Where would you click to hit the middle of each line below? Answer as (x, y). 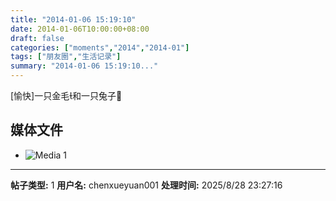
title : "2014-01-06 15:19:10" (73, 19)
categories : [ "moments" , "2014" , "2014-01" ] (100, 47)
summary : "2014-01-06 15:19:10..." (84, 66)
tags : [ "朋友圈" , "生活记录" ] (66, 57)
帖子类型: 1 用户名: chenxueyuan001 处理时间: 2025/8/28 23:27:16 (146, 185)
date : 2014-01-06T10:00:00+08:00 (80, 29)
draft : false (37, 38)
